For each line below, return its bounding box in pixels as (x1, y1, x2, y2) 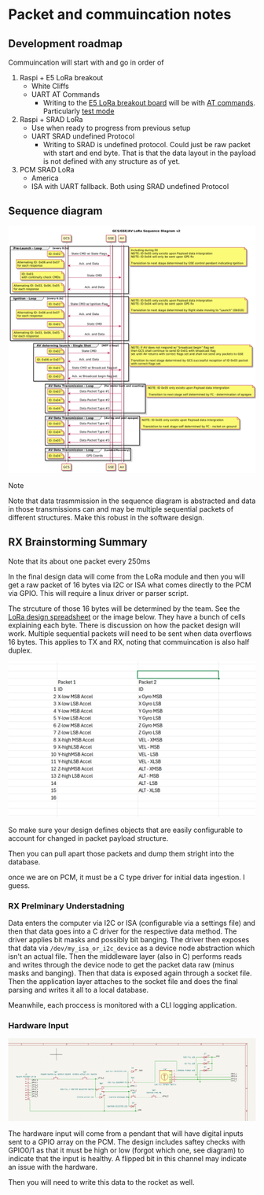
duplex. (8, 646, 33, 655)
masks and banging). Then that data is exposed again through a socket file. (8, 968, 253, 978)
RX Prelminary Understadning (8, 900, 125, 911)
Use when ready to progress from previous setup (31, 124, 191, 132)
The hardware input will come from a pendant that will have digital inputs (8, 1129, 244, 1138)
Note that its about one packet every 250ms (8, 557, 151, 566)
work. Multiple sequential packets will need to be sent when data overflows (8, 628, 252, 638)
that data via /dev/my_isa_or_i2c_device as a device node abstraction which (8, 943, 255, 953)
